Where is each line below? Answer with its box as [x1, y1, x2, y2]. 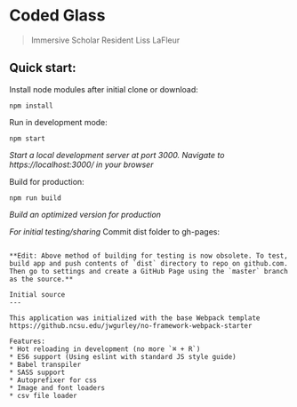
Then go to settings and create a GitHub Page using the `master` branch [9, 267, 289, 275]
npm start [9, 134, 46, 143]
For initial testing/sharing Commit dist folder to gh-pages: [9, 226, 221, 236]
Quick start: [9, 60, 77, 76]
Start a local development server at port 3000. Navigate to [9, 149, 225, 160]
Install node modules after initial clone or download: [9, 84, 198, 94]
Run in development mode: [9, 116, 108, 127]
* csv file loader [9, 391, 77, 400]
